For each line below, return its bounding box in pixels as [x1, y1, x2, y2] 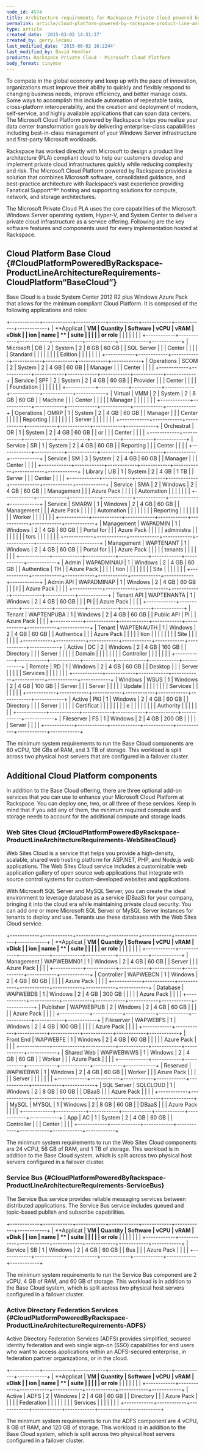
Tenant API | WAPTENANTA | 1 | [115, 591, 196, 599]
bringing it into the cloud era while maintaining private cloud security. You [6, 900, 192, 908]
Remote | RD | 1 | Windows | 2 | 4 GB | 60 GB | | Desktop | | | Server [29, 663, 199, 670]
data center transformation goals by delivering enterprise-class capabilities [6, 122, 196, 130]
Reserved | [164, 1062, 191, 1069]
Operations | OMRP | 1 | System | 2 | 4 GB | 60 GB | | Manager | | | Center [14, 409, 198, 417]
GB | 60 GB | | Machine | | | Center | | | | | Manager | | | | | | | [6, 396, 156, 404]
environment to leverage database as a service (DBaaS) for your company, [6, 894, 194, 902]
